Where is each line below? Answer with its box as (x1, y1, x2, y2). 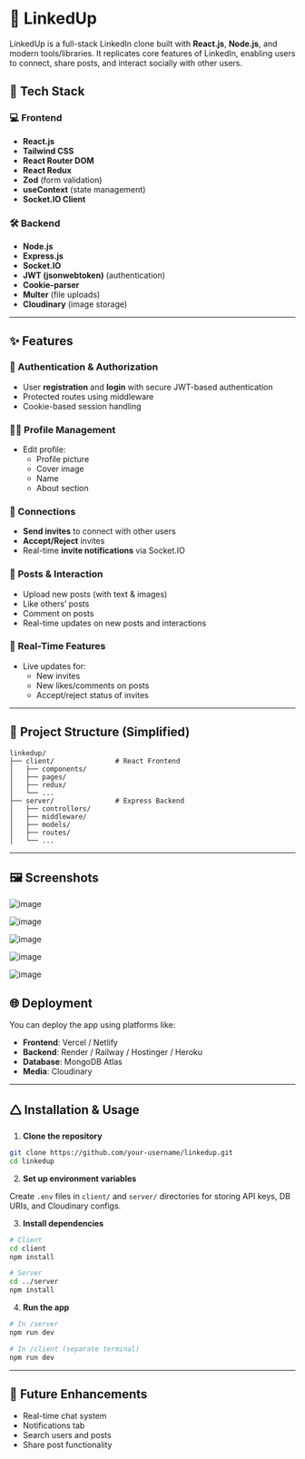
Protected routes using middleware (22, 390, 154, 402)
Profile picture (35, 453, 90, 464)
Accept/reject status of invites (35, 689, 150, 700)
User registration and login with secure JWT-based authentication (22, 381, 273, 392)
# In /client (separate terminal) (9, 1344, 141, 1354)
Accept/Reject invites (22, 536, 105, 547)
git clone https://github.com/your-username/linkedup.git (9, 1148, 233, 1158)
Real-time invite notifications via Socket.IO (22, 545, 186, 557)
